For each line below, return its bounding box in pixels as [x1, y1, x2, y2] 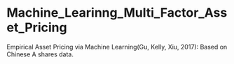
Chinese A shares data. [6, 50, 74, 58]
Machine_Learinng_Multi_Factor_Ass [6, 5, 228, 21]
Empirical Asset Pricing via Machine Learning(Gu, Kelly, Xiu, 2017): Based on [6, 42, 228, 51]
